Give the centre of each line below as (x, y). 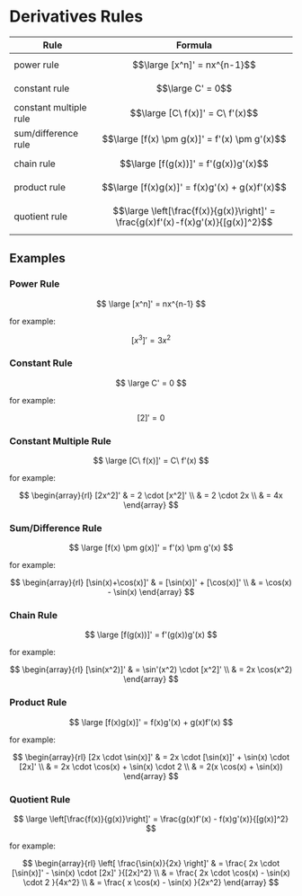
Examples (37, 258)
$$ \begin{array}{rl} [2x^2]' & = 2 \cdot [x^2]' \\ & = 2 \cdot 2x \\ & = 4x (151, 495)
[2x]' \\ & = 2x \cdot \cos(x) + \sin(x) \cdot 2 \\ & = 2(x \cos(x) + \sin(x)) (151, 767)
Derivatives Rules (76, 17)
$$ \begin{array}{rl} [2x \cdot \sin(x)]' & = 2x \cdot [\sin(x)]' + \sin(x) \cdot (151, 757)
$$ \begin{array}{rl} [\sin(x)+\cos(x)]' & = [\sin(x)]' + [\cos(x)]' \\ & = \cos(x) (151, 582)
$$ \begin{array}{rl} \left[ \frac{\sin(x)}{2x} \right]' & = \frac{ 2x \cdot (151, 864)
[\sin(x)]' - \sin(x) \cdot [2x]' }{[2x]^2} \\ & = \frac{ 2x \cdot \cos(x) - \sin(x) (151, 873)
